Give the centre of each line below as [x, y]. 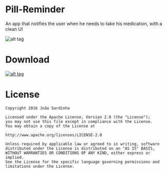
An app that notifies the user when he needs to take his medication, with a [84, 24]
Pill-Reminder [35, 9]
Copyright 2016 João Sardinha [38, 108]
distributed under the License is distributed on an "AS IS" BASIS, [80, 148]
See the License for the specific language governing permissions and [82, 162]
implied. [15, 157]
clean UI [14, 29]
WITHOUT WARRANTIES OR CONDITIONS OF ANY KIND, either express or [78, 153]
